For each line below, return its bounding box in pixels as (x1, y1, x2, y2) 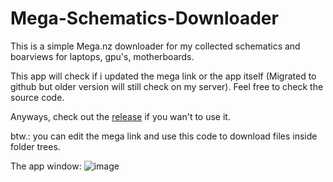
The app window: (10, 160, 82, 172)
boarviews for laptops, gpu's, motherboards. (10, 50, 195, 62)
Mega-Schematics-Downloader (10, 7, 279, 30)
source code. (10, 91, 65, 103)
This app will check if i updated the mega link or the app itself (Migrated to (10, 70, 317, 82)
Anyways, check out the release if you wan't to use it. (10, 110, 231, 122)
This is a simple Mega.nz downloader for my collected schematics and (10, 40, 301, 52)
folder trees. (10, 140, 61, 152)
